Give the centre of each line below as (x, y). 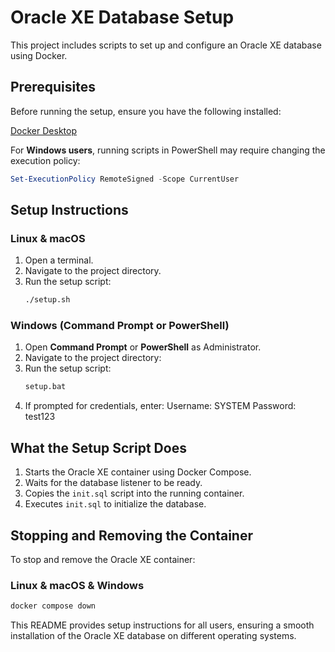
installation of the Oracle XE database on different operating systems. (153, 636)
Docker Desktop (43, 130)
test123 (40, 417)
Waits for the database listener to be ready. (113, 483)
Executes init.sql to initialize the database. (115, 504)
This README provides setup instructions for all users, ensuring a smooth (162, 625)
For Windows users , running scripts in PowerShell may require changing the (168, 150)
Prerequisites (53, 87)
